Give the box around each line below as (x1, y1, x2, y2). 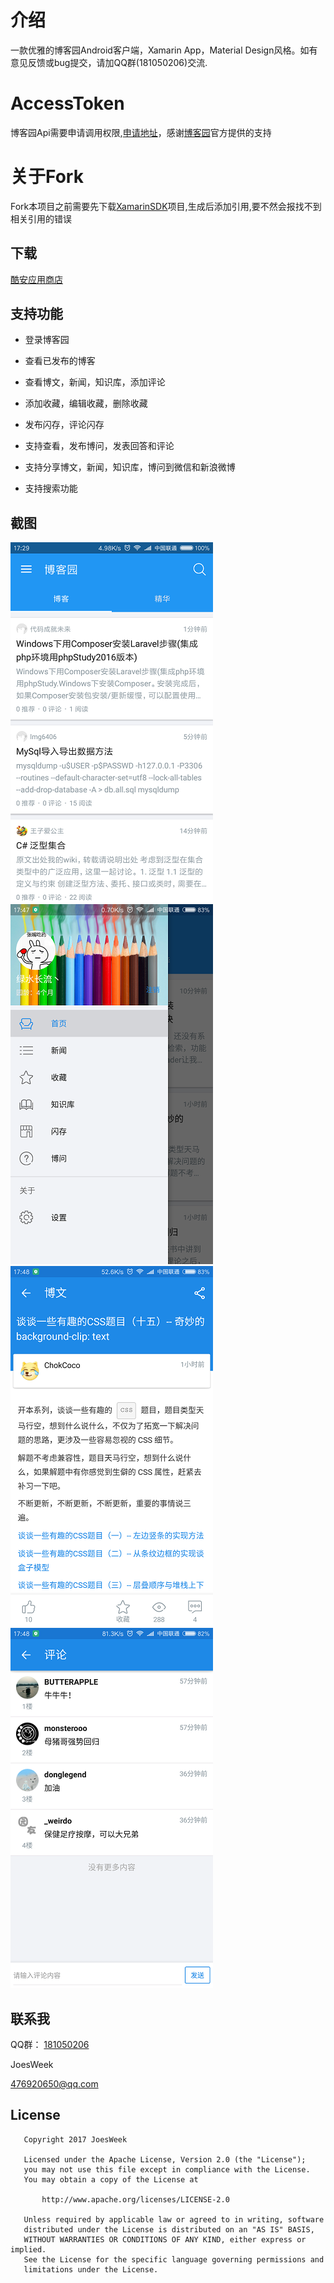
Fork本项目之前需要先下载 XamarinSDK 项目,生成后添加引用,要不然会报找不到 (10, 200, 322, 212)
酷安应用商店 (10, 273, 63, 285)
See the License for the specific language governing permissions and (23, 2254, 325, 2265)
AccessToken (10, 92, 125, 115)
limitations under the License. (23, 2264, 159, 2275)
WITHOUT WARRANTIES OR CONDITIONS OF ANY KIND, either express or (23, 2234, 307, 2245)
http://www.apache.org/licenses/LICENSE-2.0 (41, 2194, 230, 2205)
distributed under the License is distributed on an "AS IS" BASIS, (23, 2224, 315, 2235)
